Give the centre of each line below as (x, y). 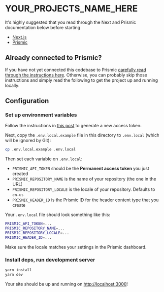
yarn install (18, 270)
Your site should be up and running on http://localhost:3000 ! (66, 284)
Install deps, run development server (50, 259)
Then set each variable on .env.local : (44, 159)
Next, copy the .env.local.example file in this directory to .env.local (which (82, 135)
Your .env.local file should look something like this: (58, 215)
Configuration (27, 101)
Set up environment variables (41, 115)
